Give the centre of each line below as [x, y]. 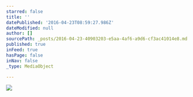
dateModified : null [30, 28]
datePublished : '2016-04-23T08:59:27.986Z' [60, 22]
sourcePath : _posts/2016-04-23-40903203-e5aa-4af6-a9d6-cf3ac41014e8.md [97, 39]
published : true [26, 45]
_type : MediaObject [30, 66]
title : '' [18, 17]
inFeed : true [22, 50]
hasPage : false [25, 55]
